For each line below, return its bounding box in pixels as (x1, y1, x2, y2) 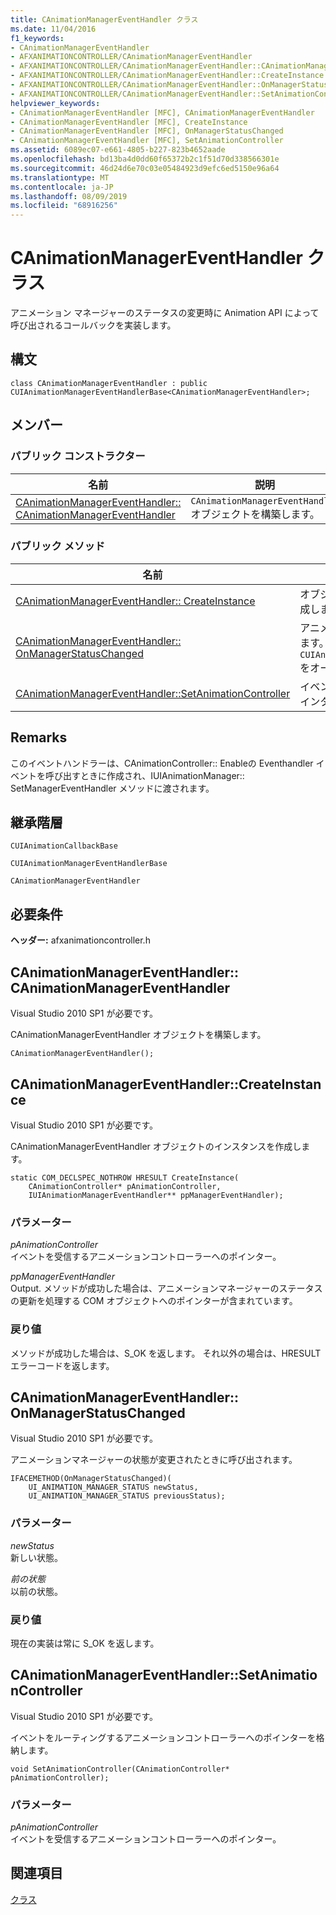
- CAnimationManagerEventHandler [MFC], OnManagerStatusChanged (10, 126, 284, 136)
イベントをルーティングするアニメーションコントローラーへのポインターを (10, 1731, 317, 1743)
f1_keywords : (10, 33, 65, 43)
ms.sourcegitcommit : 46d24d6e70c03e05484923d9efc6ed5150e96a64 (10, 163, 280, 173)
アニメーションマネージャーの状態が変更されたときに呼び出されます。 (10, 1454, 298, 1466)
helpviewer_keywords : (10, 98, 101, 108)
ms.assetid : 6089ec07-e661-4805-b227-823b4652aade (10, 145, 226, 155)
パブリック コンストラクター (10, 449, 146, 463)
